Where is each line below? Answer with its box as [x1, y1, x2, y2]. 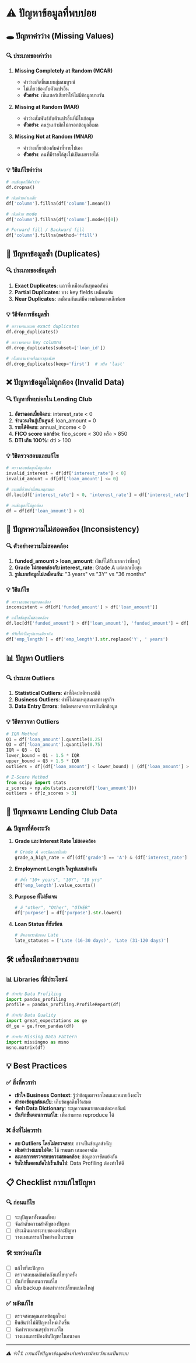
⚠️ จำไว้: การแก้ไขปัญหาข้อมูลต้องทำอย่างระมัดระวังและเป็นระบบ [6, 1350, 129, 1357]
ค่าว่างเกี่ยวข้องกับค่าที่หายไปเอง [23, 144, 83, 151]
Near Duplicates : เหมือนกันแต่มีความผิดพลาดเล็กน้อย [14, 295, 125, 302]
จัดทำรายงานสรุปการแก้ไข [14, 1326, 64, 1333]
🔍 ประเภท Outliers [6, 674, 55, 682]
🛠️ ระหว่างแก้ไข [6, 1249, 41, 1257]
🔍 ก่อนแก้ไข [6, 1198, 35, 1206]
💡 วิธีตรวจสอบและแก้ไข [6, 452, 60, 460]
